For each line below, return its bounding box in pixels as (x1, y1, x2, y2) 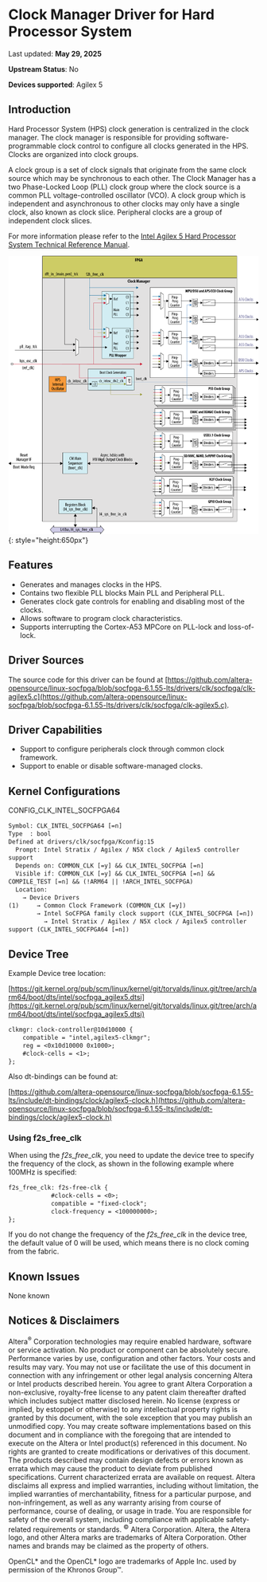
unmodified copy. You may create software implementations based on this (8, 1421, 252, 1430)
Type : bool (8, 830, 52, 838)
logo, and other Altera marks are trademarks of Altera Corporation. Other (8, 1533, 247, 1542)
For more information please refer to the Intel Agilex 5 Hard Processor (8, 231, 237, 241)
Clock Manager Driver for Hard (8, 6, 215, 24)
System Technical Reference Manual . (8, 239, 130, 249)
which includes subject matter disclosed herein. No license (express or (8, 1395, 241, 1405)
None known (8, 1291, 50, 1301)
